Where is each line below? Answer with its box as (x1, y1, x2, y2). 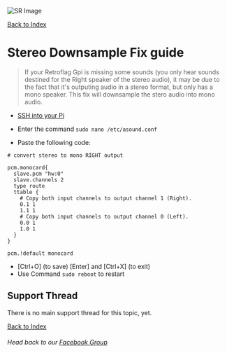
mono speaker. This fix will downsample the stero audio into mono (24, 90, 215, 98)
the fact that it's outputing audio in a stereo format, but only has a (24, 83, 214, 91)
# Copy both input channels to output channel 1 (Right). (20, 195, 192, 202)
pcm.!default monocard (7, 249, 73, 257)
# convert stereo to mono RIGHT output (7, 151, 124, 159)
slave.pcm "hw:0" (13, 170, 64, 177)
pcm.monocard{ (7, 164, 49, 171)
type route (13, 182, 45, 189)
